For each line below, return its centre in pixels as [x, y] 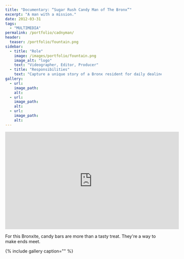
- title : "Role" [26, 51]
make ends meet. [23, 241]
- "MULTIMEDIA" [25, 28]
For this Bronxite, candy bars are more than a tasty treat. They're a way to [81, 236]
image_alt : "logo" [33, 60]
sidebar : [14, 47]
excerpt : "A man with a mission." [41, 14]
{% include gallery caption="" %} [39, 251]
